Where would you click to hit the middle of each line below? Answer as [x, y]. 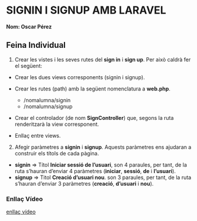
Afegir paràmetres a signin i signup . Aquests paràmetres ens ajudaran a [103, 147]
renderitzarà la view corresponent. [57, 124]
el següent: [28, 66]
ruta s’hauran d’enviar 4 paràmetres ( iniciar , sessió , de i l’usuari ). [95, 171]
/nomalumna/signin [47, 100]
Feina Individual [36, 45]
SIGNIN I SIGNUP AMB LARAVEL [86, 10]
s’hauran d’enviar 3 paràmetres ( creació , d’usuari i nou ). [84, 183]
